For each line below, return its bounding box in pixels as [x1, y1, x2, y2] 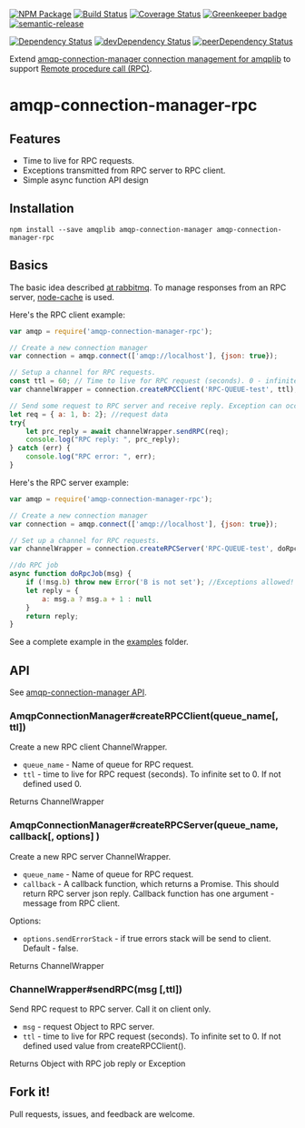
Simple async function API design [22, 175, 149, 186]
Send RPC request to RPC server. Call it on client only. [9, 1003, 212, 1014]
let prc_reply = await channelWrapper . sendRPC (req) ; [25, 427, 230, 436]
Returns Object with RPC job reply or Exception [9, 1058, 186, 1069]
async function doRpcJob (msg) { [9, 569, 132, 579]
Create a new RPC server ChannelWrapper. [9, 851, 172, 861]
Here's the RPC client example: [9, 309, 125, 320]
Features [9, 131, 61, 146]
